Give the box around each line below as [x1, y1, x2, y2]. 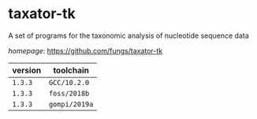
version [12, 65, 42, 76]
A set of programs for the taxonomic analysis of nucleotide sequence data [8, 31, 250, 40]
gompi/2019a [48, 99, 94, 109]
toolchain [53, 65, 89, 76]
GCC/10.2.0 [48, 78, 90, 87]
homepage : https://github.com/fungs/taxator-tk [8, 46, 163, 55]
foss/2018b [48, 88, 90, 98]
